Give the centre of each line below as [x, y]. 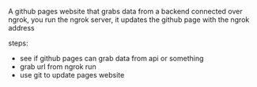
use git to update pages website [72, 75]
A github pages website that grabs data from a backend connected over [125, 11]
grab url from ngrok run [58, 67]
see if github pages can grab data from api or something [111, 58]
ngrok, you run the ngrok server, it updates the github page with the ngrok [129, 20]
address [21, 28]
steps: [18, 43]
